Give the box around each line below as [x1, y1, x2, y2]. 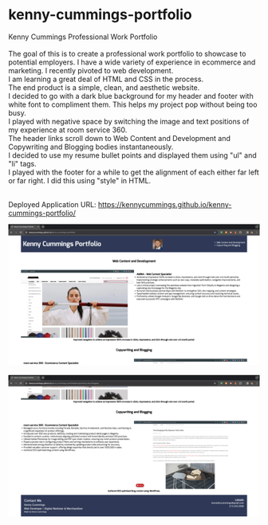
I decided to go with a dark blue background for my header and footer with [8, 91, 254, 100]
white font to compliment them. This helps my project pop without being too [8, 100, 258, 109]
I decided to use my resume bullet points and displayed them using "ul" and [8, 150, 257, 160]
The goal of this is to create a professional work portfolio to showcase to [8, 49, 246, 58]
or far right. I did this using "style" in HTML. [8, 175, 152, 185]
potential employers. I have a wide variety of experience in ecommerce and [8, 57, 256, 67]
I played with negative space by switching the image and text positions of [8, 116, 250, 126]
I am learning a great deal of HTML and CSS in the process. [8, 74, 204, 84]
